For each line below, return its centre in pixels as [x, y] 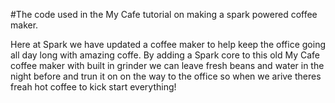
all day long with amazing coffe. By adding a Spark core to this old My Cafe [165, 55]
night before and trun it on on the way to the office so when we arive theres [166, 76]
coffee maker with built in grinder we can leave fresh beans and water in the [167, 65]
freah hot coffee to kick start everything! [93, 87]
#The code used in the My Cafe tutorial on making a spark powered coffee [164, 14]
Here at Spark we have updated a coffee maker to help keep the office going [168, 44]
